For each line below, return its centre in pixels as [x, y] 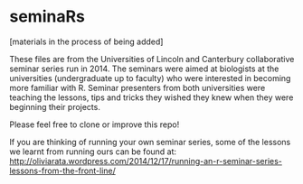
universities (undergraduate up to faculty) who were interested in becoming [150, 78]
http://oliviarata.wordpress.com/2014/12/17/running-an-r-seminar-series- [146, 161]
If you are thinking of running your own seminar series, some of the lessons [150, 142]
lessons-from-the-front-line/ [62, 170]
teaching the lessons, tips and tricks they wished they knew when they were [151, 97]
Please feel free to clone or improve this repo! [95, 124]
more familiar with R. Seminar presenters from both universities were [137, 87]
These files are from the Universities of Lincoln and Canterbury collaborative [152, 59]
